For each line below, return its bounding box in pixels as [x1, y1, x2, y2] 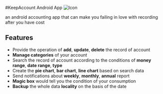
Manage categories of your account [12, 52, 87, 58]
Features [5, 33, 33, 42]
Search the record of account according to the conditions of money [12, 57, 152, 63]
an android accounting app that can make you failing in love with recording [5, 14, 158, 20]
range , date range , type [12, 62, 63, 68]
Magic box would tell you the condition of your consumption [12, 78, 136, 84]
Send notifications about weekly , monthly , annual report [12, 73, 130, 79]
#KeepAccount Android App [5, 5, 63, 10]
